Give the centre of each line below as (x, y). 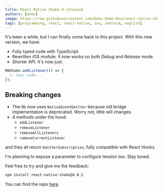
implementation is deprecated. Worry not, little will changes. (72, 112)
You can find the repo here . (32, 184)
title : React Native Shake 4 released (44, 9)
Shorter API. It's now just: (37, 62)
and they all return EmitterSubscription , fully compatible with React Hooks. (81, 147)
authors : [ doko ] (21, 14)
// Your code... (26, 75)
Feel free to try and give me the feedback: (47, 166)
